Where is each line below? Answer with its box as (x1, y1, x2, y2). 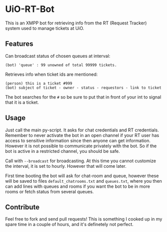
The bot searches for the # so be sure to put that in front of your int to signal (5, 94, 162, 100)
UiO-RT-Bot (5, 3, 55, 15)
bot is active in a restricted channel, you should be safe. (5, 148, 120, 154)
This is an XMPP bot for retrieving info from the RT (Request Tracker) (5, 20, 147, 26)
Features (5, 40, 33, 48)
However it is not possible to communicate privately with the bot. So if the (5, 143, 157, 149)
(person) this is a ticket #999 (5, 81, 72, 86)
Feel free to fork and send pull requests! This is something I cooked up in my (5, 216, 163, 222)
